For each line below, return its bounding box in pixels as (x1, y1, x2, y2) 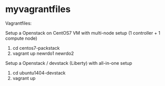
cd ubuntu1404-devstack (12, 69, 66, 76)
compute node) (5, 35, 38, 41)
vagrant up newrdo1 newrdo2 (12, 50, 74, 56)
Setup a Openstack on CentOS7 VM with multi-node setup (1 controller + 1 (5, 30, 161, 36)
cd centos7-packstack (12, 45, 60, 51)
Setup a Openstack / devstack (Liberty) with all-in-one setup (5, 60, 133, 66)
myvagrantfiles (5, 4, 71, 15)
